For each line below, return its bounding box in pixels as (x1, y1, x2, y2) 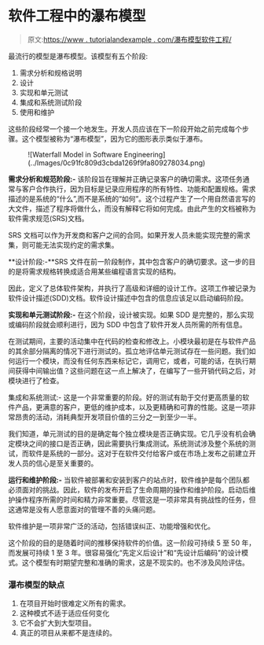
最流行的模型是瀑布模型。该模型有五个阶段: (8, 51, 148, 61)
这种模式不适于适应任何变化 (19, 609, 110, 618)
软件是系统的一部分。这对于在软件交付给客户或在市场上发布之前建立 (28, 448, 249, 458)
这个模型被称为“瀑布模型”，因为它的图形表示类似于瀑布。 (21, 134, 207, 143)
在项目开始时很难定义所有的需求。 (19, 599, 130, 608)
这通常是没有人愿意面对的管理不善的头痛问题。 (8, 504, 159, 514)
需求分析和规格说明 (19, 68, 82, 77)
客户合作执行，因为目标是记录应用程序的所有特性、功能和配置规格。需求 (21, 184, 256, 193)
